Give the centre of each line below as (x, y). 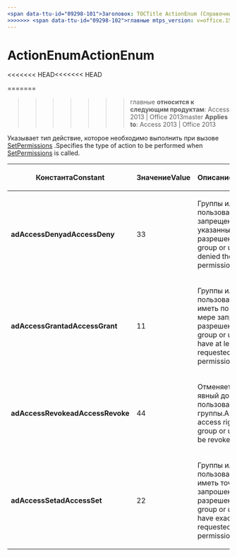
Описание (215, 178)
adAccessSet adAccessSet (56, 501)
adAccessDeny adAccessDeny (63, 235)
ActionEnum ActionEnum (81, 55)
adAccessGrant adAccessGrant (64, 326)
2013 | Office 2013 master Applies (179, 117)
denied (209, 257)
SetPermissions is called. (44, 153)
